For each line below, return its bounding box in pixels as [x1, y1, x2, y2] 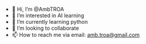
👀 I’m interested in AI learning [11, 12, 85, 19]
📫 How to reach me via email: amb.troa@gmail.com [11, 32, 140, 38]
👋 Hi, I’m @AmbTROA [11, 6, 64, 12]
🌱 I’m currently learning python [11, 18, 88, 25]
